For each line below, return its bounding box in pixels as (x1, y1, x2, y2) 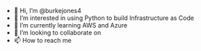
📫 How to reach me (13, 37, 72, 44)
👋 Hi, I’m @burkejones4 (13, 7, 82, 14)
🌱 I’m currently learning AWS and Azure (13, 21, 127, 29)
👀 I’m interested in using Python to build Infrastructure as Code (13, 14, 195, 22)
